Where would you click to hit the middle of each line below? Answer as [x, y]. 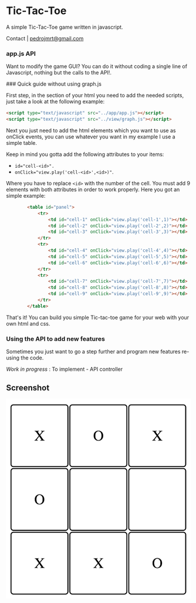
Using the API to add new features [56, 338]
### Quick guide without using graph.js [54, 84]
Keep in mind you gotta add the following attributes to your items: [85, 154]
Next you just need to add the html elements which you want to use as [91, 130]
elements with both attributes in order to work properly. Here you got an [93, 189]
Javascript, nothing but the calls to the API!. [59, 73]
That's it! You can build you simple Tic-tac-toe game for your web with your [98, 317]
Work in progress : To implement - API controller [65, 369]
